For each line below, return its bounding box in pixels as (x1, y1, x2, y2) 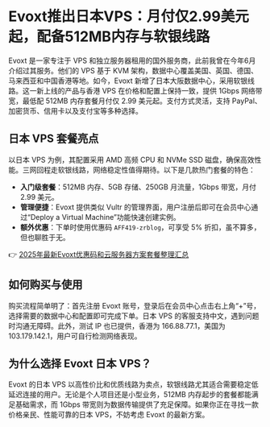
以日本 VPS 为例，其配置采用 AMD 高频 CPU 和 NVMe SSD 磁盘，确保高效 (8, 155, 255, 164)
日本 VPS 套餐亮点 (8, 132, 99, 146)
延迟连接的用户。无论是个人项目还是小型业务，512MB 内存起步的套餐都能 (8, 390, 252, 400)
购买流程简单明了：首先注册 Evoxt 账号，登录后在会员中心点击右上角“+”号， (8, 301, 261, 310)
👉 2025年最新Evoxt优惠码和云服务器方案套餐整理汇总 (8, 249, 189, 259)
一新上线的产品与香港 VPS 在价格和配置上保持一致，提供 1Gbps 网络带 (29, 85, 264, 95)
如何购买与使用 (8, 278, 83, 292)
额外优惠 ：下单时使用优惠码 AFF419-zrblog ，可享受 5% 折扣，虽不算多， (19, 222, 261, 232)
